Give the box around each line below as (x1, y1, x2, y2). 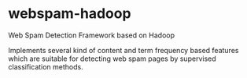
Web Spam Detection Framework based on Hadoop (8, 30, 175, 40)
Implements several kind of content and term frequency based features (8, 45, 239, 55)
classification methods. (8, 62, 84, 71)
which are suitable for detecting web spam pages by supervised (8, 54, 216, 63)
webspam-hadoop (8, 5, 131, 23)
